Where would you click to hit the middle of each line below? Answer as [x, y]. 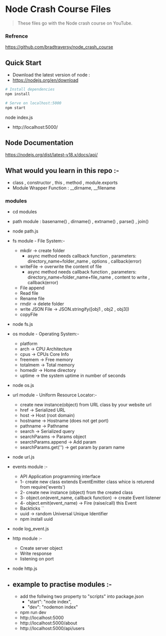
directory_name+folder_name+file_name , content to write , [89, 277]
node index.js [19, 117]
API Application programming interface [60, 477]
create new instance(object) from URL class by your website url [86, 405]
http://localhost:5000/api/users [52, 628]
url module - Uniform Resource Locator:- [55, 395]
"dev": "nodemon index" [53, 607]
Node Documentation [39, 143]
